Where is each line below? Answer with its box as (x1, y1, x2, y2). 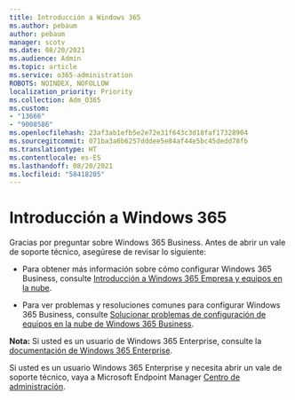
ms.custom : (9, 104, 50, 113)
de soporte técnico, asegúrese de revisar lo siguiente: (9, 247, 207, 257)
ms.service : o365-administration (9, 71, 133, 80)
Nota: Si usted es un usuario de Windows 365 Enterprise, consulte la (9, 336, 262, 347)
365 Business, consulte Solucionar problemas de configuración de (21, 310, 267, 320)
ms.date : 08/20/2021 (9, 46, 86, 55)
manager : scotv (9, 37, 66, 47)
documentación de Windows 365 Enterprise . (9, 345, 173, 356)
